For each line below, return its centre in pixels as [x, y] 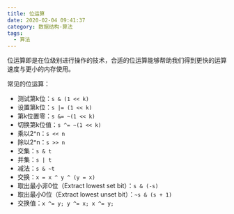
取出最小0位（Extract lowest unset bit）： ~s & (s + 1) [95, 194]
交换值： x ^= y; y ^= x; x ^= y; [65, 204]
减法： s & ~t [36, 169]
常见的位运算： [29, 84]
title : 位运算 [26, 14]
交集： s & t [34, 151]
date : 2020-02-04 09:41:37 [46, 20]
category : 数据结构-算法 [40, 26]
